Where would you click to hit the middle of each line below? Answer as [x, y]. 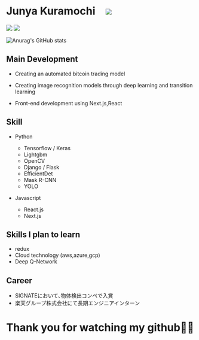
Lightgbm [36, 154]
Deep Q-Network [36, 262]
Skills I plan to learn [43, 234]
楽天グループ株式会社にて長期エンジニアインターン [77, 303]
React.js [33, 210]
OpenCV [34, 160]
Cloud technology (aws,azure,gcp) [57, 255]
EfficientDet [38, 174]
